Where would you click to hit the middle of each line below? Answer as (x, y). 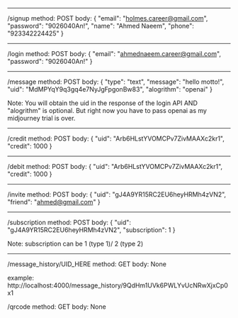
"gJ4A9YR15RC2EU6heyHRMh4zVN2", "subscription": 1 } (91, 230)
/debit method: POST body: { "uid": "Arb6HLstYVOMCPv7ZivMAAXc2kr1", (115, 166)
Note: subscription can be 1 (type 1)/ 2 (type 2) (75, 243)
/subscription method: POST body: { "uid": (69, 222)
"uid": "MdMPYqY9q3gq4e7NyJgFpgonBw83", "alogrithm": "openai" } (110, 89)
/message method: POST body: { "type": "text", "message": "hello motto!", (116, 82)
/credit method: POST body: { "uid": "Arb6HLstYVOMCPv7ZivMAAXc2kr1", (116, 138)
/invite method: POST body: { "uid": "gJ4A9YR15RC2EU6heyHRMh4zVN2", (117, 194)
